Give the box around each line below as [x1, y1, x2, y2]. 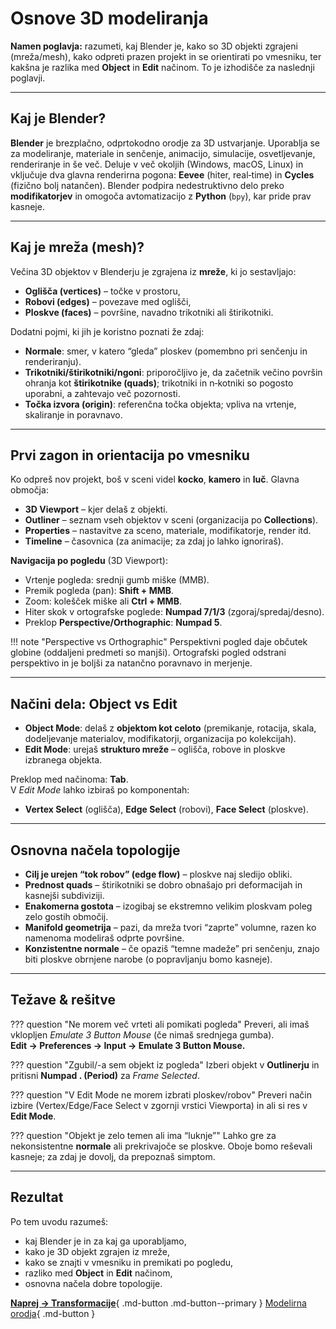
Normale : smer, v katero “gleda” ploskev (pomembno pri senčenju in [24, 345, 308, 357]
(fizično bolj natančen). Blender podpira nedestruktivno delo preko [10, 179, 285, 191]
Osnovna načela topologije [10, 842, 181, 859]
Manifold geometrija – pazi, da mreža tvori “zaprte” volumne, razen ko [24, 922, 317, 933]
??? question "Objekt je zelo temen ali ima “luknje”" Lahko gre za [10, 1129, 277, 1141]
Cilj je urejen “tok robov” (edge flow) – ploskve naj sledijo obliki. [24, 868, 293, 880]
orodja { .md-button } [10, 1307, 96, 1319]
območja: [10, 484, 49, 496]
